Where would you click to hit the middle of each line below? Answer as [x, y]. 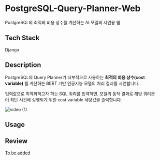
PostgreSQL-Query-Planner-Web [73, 8]
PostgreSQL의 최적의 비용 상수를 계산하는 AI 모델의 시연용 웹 [63, 22]
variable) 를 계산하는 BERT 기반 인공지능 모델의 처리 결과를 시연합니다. [72, 83]
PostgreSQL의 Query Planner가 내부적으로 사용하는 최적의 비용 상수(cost [75, 77]
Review [16, 141]
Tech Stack [22, 38]
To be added [18, 153]
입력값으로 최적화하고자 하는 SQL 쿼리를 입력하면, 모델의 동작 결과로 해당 [74, 94]
